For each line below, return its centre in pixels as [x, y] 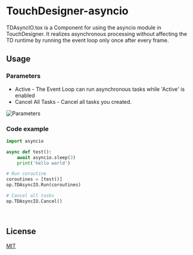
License [21, 231]
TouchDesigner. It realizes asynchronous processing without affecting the [97, 33]
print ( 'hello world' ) [43, 163]
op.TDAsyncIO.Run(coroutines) [44, 185]
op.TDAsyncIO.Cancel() [34, 201]
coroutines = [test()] [34, 179]
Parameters [23, 76]
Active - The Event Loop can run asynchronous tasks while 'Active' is [100, 89]
